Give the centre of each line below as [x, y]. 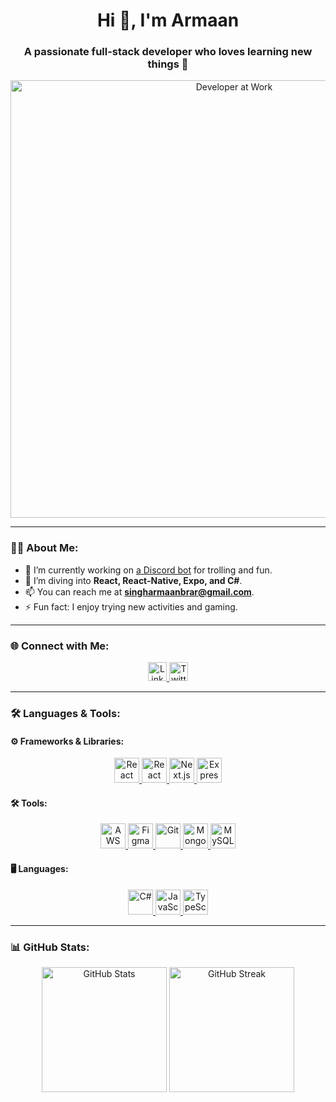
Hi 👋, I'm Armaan [168, 20]
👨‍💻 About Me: [44, 548]
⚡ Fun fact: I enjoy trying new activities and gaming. [131, 606]
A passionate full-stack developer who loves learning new [168, 52]
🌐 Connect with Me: [60, 646]
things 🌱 [168, 64]
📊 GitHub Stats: [50, 947]
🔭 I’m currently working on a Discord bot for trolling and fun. [148, 570]
